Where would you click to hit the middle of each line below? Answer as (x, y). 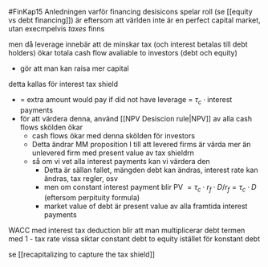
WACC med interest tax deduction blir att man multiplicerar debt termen (127, 230)
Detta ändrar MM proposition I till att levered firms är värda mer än (141, 144)
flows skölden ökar (51, 127)
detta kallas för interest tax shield (63, 84)
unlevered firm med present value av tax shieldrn (113, 153)
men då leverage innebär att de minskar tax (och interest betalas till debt (128, 44)
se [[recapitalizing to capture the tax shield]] (81, 254)
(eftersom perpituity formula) (92, 197)
